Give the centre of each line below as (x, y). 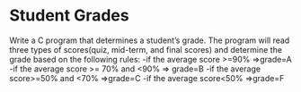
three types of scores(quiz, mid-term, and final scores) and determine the (146, 49)
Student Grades (69, 16)
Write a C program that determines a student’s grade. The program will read (150, 40)
